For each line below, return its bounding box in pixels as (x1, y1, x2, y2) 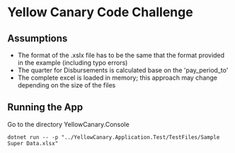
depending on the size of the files (17, 81, 116, 89)
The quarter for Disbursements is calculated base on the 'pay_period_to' (17, 66, 229, 74)
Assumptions (7, 32, 68, 44)
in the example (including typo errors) (17, 59, 128, 67)
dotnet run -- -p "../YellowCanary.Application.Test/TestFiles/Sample (7, 133, 220, 141)
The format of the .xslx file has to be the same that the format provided (17, 51, 225, 59)
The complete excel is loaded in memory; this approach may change (17, 73, 218, 82)
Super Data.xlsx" (7, 140, 59, 147)
